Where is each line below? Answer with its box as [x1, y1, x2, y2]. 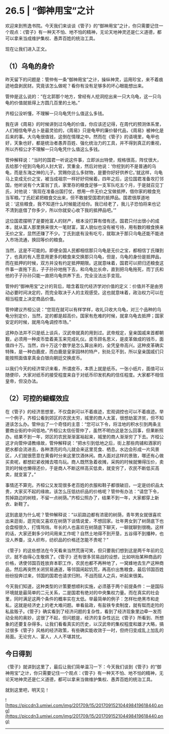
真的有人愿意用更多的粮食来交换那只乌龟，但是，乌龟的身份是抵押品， [18, 253, 164, 259]
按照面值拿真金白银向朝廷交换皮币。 [9, 354, 84, 360]
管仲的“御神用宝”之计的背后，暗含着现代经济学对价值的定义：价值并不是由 [5, 283, 159, 289]
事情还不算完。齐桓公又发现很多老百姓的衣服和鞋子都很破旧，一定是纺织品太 [5, 482, 164, 488]
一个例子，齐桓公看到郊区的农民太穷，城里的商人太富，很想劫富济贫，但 [5, 415, 155, 421]
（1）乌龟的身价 [5, 62, 55, 71]
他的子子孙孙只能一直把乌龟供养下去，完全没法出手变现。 [5, 272, 124, 279]
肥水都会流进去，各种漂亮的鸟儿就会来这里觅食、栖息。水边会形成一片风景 [5, 446, 159, 452]
